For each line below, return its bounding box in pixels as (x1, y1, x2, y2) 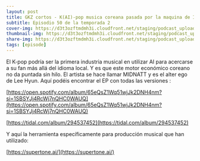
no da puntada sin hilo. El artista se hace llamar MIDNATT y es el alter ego (6, 71, 187, 78)
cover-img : (6, 25, 33, 31)
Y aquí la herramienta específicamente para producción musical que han (6, 130, 185, 137)
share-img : (6, 36, 33, 42)
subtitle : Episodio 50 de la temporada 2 (6, 20, 111, 26)
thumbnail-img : (6, 31, 44, 37)
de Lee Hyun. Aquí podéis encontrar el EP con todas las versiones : (6, 77, 171, 84)
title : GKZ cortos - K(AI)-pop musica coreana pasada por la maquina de (6, 14, 190, 20)
